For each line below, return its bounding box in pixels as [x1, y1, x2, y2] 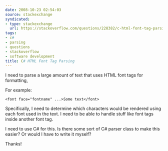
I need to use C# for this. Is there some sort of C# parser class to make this [5, 126, 160, 132]
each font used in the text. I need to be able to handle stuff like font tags [5, 111, 154, 117]
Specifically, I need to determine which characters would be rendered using [5, 105, 161, 111]
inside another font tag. [5, 116, 53, 122]
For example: [5, 87, 32, 93]
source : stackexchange [5, 12, 52, 17]
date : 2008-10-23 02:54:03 [5, 7, 61, 12]
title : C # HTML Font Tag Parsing [5, 58, 75, 63]
